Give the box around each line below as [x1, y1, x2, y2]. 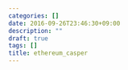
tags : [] [8, 42, 38, 50]
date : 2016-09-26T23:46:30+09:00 [8, 19, 121, 27]
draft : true [8, 34, 48, 43]
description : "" [8, 27, 63, 35]
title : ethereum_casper [8, 49, 89, 57]
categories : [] [8, 11, 60, 20]
